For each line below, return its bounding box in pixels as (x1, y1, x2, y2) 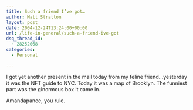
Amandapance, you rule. (6, 97, 66, 104)
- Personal (11, 52, 38, 58)
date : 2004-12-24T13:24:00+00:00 (6, 25, 88, 31)
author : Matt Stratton (6, 14, 62, 20)
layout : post (6, 19, 38, 25)
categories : (6, 47, 35, 53)
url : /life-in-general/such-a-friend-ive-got (6, 30, 119, 36)
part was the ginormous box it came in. (6, 85, 101, 92)
